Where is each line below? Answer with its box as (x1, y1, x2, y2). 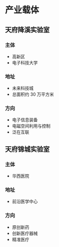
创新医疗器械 (12, 230, 38, 236)
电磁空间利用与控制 (12, 123, 51, 129)
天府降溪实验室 (5, 26, 50, 34)
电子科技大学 (12, 59, 38, 65)
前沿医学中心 (12, 198, 38, 204)
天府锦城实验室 (5, 145, 50, 153)
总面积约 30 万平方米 (12, 91, 54, 97)
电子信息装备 (12, 117, 38, 123)
